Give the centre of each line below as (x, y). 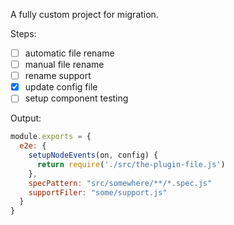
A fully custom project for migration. (84, 14)
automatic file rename (69, 53)
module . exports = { (51, 137)
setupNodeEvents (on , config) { (93, 155)
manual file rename (64, 65)
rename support (58, 76)
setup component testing (76, 98)
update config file (61, 87)
